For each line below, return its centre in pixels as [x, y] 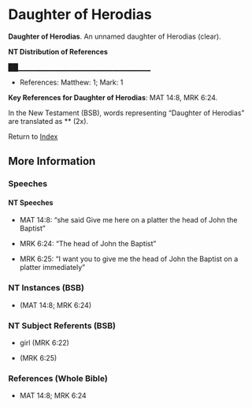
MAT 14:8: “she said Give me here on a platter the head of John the [128, 220]
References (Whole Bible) [58, 378]
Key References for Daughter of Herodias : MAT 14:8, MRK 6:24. [113, 97]
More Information [52, 161]
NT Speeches [31, 202]
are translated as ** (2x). [48, 121]
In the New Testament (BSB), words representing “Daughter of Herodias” [126, 113]
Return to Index [33, 137]
